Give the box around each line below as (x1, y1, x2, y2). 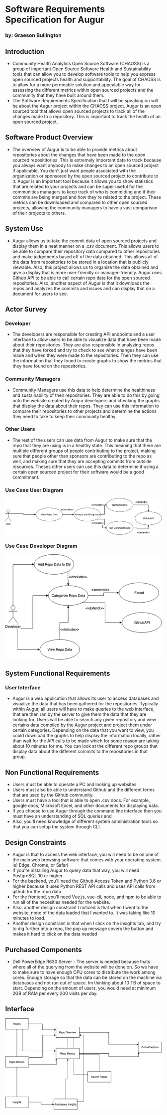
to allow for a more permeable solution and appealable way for (12, 81, 141, 88)
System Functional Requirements (5, 669, 110, 678)
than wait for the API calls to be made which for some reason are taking (12, 738, 159, 744)
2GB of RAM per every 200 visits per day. (12, 990, 98, 996)
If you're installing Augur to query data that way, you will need (12, 867, 140, 873)
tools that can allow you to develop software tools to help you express (12, 71, 156, 77)
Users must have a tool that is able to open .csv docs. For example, (12, 797, 150, 803)
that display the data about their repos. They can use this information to (12, 403, 159, 409)
